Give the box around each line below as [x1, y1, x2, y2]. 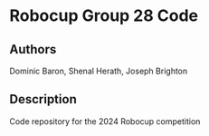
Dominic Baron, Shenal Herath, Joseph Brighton [9, 65, 188, 76]
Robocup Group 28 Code [9, 5, 199, 26]
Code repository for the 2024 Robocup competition [9, 115, 201, 127]
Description [9, 92, 77, 107]
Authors [9, 42, 57, 57]
